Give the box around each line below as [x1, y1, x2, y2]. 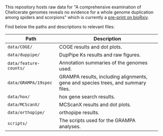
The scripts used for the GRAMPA [59, 117, 136, 123]
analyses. [59, 123, 81, 130]
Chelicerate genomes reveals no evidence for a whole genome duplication [5, 9, 154, 15]
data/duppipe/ [7, 52, 40, 57]
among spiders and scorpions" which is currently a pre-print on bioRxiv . [5, 15, 149, 20]
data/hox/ [7, 94, 30, 99]
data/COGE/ [7, 44, 33, 50]
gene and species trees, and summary [59, 80, 147, 86]
